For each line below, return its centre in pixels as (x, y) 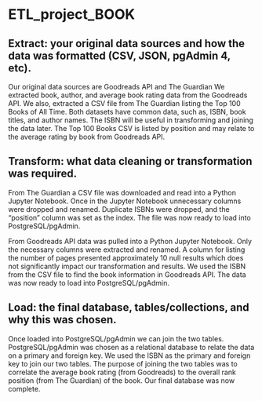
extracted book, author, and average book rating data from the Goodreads (128, 95)
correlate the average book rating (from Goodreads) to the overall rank (122, 372)
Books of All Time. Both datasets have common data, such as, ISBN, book (127, 112)
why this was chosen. (62, 320)
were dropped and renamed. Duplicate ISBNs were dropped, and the (119, 209)
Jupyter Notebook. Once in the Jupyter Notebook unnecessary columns (125, 201)
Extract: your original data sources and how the (127, 44)
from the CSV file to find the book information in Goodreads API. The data (127, 274)
